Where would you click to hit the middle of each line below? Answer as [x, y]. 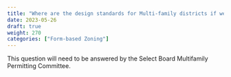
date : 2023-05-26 [32, 20]
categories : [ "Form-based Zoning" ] [58, 39]
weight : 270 [24, 33]
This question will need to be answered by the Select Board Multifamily [108, 58]
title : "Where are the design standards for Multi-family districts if [112, 13]
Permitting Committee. [39, 66]
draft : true [24, 26]
